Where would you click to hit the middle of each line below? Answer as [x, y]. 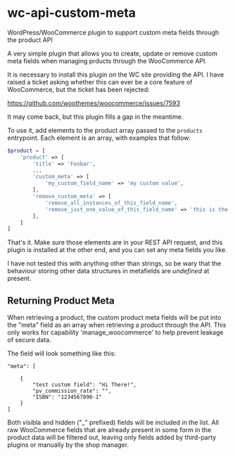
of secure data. [29, 340]
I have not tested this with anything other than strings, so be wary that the [114, 263]
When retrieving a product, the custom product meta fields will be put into [114, 318]
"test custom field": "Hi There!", [85, 385]
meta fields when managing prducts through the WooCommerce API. [107, 60]
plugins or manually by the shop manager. [68, 445]
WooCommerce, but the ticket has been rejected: [78, 89]
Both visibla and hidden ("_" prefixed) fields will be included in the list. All [113, 422]
